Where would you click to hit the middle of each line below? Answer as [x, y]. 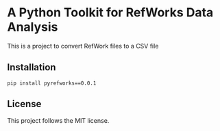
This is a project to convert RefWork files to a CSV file [83, 46]
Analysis [33, 27]
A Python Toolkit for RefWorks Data [110, 13]
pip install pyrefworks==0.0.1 [52, 83]
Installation [32, 67]
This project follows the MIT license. [58, 120]
